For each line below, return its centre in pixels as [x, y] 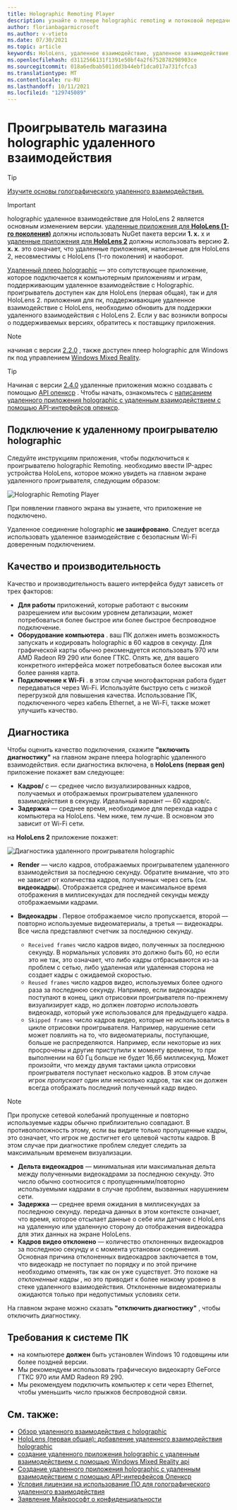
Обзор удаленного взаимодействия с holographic [92, 1431]
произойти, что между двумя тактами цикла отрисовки [112, 1065]
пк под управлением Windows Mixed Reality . [74, 358]
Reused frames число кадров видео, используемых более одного [126, 982]
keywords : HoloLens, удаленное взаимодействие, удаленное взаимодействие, [120, 54]
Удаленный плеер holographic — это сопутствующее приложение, [108, 270]
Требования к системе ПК [68, 1338]
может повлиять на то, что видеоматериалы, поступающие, [119, 1035]
